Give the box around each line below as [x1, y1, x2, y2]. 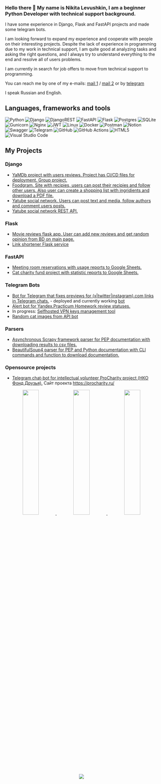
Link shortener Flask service [12, 241, 69, 247]
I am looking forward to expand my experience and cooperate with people [5, 36, 153, 42]
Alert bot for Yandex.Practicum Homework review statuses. [12, 303, 131, 309]
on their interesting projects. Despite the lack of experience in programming [5, 41, 157, 47]
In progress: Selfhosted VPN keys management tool [12, 308, 115, 314]
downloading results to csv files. [12, 341, 77, 347]
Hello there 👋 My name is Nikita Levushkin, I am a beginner [5, 4, 146, 11]
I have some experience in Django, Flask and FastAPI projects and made [5, 21, 149, 27]
